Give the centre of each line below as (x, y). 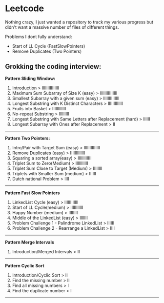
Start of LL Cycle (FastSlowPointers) (49, 46)
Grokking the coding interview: (53, 67)
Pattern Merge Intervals (30, 242)
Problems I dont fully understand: (39, 37)
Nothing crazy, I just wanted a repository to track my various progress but (79, 22)
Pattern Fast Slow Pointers (32, 193)
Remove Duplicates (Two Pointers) (47, 51)
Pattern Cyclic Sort (25, 265)
